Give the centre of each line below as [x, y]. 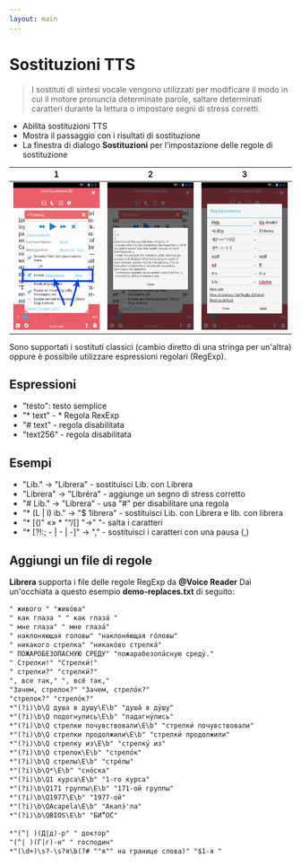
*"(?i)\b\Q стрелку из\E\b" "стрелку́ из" [88, 743]
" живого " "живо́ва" [48, 609]
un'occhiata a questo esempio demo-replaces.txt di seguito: [122, 591]
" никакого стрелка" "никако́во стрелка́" [86, 645]
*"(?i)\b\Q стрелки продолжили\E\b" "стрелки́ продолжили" [120, 734]
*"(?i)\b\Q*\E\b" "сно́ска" [60, 770]
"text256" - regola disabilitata [77, 434]
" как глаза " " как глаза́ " [64, 618]
